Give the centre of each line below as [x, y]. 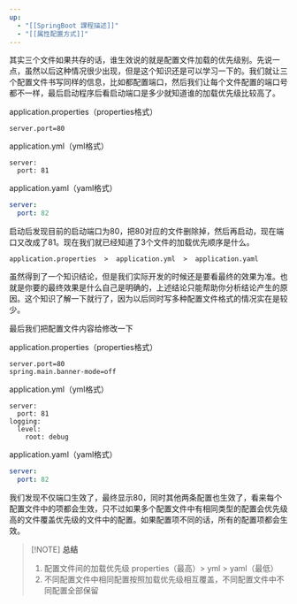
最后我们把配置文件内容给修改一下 [71, 329]
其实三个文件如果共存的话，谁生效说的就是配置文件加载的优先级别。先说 [141, 60]
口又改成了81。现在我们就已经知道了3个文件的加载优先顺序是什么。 [132, 242]
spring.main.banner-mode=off [63, 372]
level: [29, 430]
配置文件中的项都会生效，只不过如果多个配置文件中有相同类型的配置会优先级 [148, 508]
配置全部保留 [75, 590]
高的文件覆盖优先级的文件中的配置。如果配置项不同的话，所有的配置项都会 [145, 519]
